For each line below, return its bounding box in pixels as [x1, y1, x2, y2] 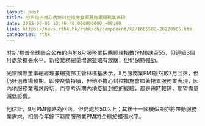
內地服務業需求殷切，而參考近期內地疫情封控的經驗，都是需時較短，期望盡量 [6, 85, 199, 92]
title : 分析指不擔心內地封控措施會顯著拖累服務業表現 [6, 15, 126, 21]
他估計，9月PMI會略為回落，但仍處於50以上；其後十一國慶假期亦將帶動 [6, 105, 187, 113]
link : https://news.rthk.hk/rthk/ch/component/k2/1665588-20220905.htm [6, 26, 192, 32]
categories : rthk [6, 32, 51, 38]
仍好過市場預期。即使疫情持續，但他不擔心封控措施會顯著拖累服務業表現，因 [6, 77, 199, 85]
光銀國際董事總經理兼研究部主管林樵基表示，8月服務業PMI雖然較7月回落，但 [6, 69, 199, 77]
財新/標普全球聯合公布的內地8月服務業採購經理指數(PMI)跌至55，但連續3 [6, 49, 190, 57]
